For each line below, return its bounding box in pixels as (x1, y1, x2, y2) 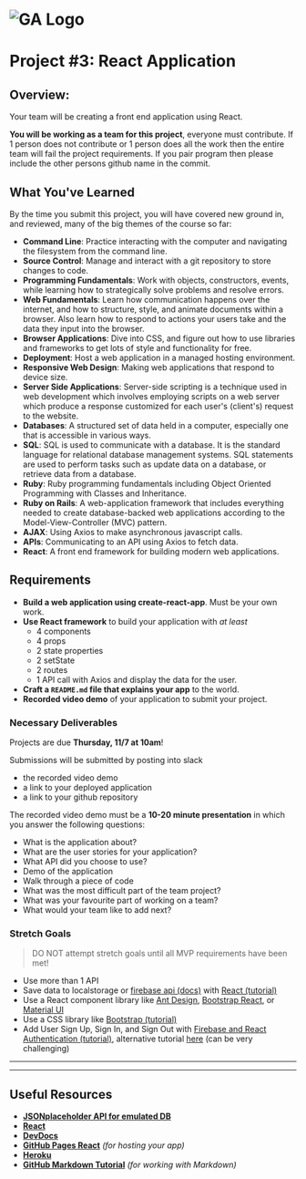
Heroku (22, 1150, 52, 1161)
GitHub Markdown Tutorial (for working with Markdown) (22, 1159, 237, 1171)
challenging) (22, 1043, 70, 1054)
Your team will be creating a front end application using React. (9, 111, 243, 122)
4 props (36, 635, 66, 646)
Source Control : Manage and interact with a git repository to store (22, 255, 271, 266)
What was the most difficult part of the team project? (22, 885, 221, 896)
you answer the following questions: (9, 819, 146, 830)
